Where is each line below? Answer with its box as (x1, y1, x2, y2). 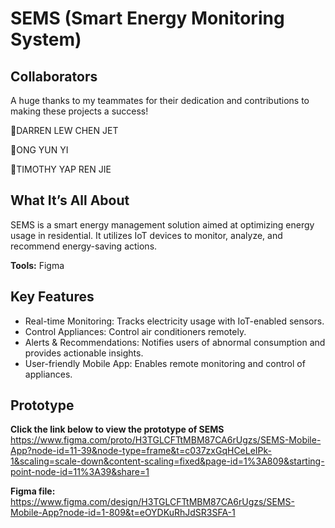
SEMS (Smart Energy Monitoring (10, 7, 285, 30)
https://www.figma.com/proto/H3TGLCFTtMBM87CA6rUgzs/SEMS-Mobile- (10, 434, 322, 446)
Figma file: (10, 485, 56, 497)
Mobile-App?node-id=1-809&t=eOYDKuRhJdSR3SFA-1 (10, 507, 236, 519)
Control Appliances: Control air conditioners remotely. (24, 325, 247, 337)
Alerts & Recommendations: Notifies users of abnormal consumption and (24, 336, 326, 348)
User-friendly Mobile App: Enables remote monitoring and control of (24, 357, 306, 369)
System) (10, 28, 82, 51)
